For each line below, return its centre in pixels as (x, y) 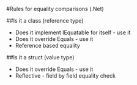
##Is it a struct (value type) (40, 57)
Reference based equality (48, 46)
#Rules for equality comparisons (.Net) (55, 9)
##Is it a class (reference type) (45, 20)
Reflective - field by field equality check (65, 76)
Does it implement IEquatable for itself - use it (73, 32)
